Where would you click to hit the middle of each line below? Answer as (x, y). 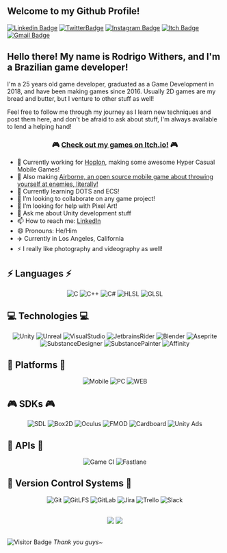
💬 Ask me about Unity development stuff (74, 213)
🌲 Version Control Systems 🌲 (69, 483)
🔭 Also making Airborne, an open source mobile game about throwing (115, 176)
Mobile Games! (38, 169)
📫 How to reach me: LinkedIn (59, 221)
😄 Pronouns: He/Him (47, 231)
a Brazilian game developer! (68, 68)
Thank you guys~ (78, 542)
